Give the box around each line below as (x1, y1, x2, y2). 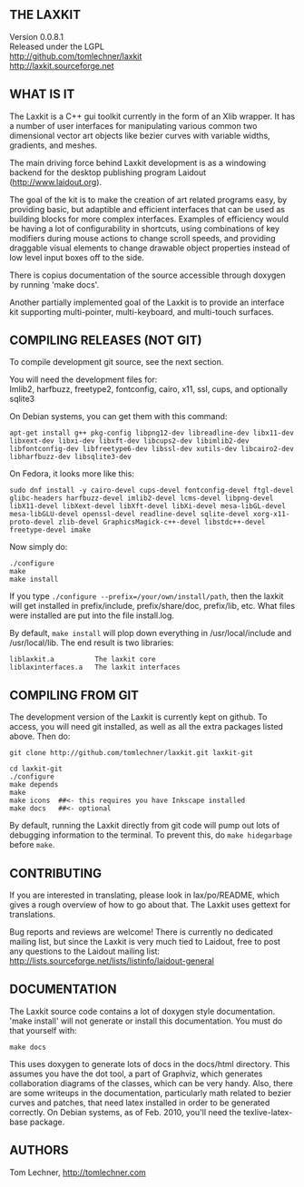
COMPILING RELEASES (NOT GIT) (9, 333, 202, 348)
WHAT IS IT (9, 86, 75, 103)
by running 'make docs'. (9, 279, 100, 289)
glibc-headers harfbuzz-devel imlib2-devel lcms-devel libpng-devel (9, 494, 274, 503)
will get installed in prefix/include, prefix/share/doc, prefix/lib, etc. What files (9, 601, 296, 612)
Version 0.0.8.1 (9, 31, 64, 42)
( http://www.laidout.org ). (9, 176, 103, 187)
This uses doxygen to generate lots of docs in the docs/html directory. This (9, 1058, 290, 1069)
